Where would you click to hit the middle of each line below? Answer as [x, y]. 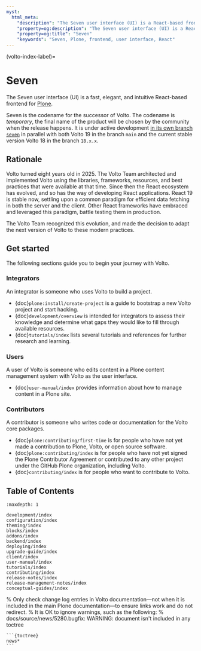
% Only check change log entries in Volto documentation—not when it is [96, 600]
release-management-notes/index [46, 583]
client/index [22, 557]
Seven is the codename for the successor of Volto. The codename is [91, 115]
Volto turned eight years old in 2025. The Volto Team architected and [91, 173]
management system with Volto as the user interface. [72, 376]
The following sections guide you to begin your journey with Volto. [88, 263]
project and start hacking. [47, 309]
